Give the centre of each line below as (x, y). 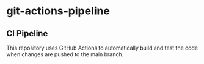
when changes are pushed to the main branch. (65, 54)
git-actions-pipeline (58, 11)
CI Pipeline (27, 34)
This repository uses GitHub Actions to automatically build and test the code (102, 48)
